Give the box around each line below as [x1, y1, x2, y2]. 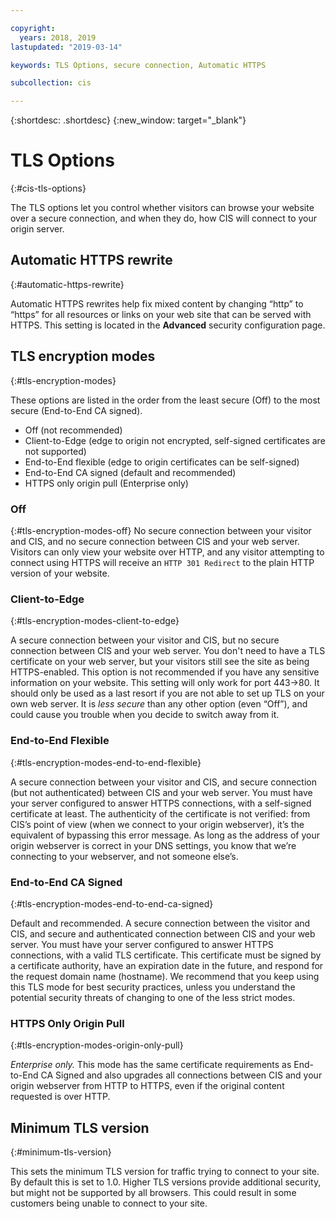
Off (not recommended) [24, 424, 123, 436]
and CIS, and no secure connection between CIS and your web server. [10, 535, 300, 547]
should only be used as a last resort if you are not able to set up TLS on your [10, 687, 325, 700]
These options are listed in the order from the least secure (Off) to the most [10, 394, 321, 406]
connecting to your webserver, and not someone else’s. [10, 850, 239, 862]
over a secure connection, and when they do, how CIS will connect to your [10, 212, 318, 225]
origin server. [10, 223, 65, 235]
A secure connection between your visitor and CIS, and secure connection [10, 776, 317, 788]
